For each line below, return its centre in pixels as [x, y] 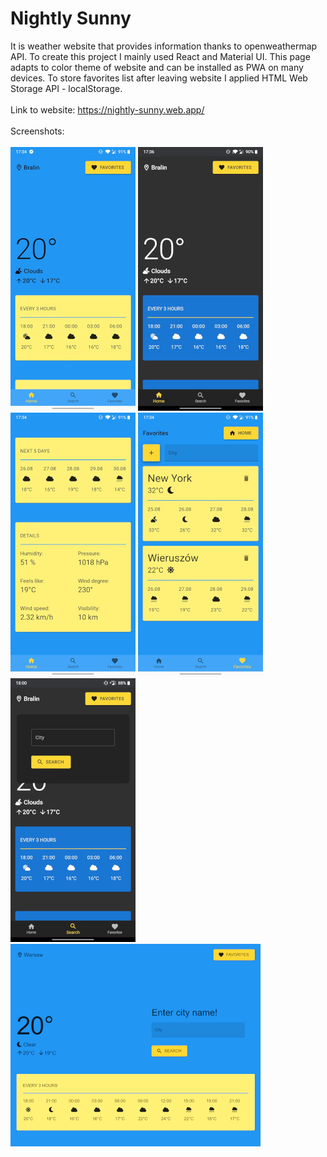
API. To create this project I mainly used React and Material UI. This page [160, 56]
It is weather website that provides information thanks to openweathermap [164, 46]
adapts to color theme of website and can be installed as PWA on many [157, 67]
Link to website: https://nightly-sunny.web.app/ [107, 109]
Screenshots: [37, 131]
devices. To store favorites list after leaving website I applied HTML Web [159, 78]
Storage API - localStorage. [66, 88]
